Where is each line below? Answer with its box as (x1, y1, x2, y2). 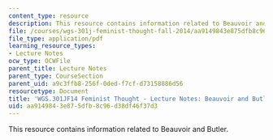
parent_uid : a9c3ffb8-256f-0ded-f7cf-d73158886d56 (8, 79, 184, 87)
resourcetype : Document (8, 87, 89, 95)
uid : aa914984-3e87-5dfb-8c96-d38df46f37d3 (8, 102, 158, 110)
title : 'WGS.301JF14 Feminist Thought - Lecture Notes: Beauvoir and (8, 95, 249, 103)
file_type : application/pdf (8, 34, 104, 43)
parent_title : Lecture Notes (8, 65, 107, 73)
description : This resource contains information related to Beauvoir (8, 19, 253, 28)
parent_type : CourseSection (8, 72, 104, 80)
